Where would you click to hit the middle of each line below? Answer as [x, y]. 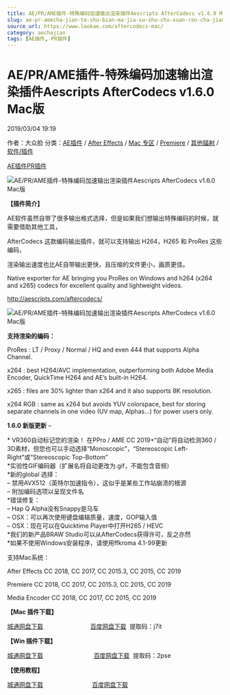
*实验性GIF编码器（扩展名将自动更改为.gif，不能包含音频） [90, 466]
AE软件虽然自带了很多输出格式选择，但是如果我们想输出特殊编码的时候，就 [113, 218]
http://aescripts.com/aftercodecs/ [55, 299]
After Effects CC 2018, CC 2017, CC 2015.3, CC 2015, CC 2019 [94, 571]
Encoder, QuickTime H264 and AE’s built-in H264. [77, 378]
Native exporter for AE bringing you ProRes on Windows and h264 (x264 [110, 278]
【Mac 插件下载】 [32, 612]
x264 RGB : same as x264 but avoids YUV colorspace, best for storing [106, 404]
